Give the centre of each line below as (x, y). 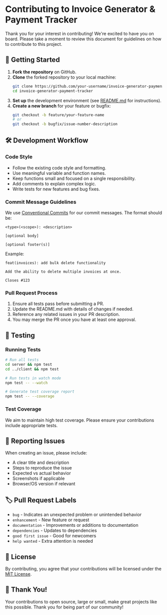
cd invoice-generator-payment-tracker (53, 91)
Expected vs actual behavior (42, 473)
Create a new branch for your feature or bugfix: (62, 106)
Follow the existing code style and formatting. (59, 167)
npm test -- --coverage (30, 396)
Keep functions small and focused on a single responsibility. (74, 178)
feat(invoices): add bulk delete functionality (56, 263)
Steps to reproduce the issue (42, 468)
